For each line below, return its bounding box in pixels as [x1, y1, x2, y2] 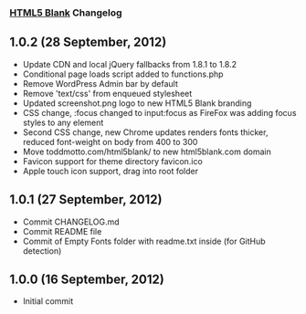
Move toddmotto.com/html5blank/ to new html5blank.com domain [22, 146, 271, 157]
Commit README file [22, 225, 102, 236]
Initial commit [22, 296, 74, 307]
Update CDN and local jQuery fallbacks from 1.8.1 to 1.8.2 [22, 58, 237, 69]
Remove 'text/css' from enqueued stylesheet [22, 88, 193, 99]
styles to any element [22, 117, 104, 128]
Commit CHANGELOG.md [22, 216, 121, 227]
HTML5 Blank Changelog [9, 6, 122, 19]
